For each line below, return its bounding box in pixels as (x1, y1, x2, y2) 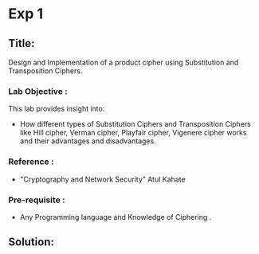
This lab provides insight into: (8, 104, 105, 114)
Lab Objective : (8, 85, 68, 96)
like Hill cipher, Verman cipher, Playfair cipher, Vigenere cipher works (19, 128, 247, 138)
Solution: (8, 236, 54, 249)
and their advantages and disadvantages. (19, 136, 157, 146)
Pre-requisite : (8, 194, 65, 205)
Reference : (8, 156, 54, 167)
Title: (8, 37, 35, 50)
